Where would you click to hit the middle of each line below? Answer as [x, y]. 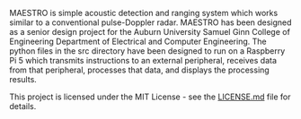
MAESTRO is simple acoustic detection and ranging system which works [144, 13]
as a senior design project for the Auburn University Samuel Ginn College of [150, 32]
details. [23, 106]
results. [23, 79]
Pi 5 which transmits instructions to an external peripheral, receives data [143, 60]
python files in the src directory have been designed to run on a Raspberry [147, 51]
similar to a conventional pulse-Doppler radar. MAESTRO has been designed [150, 22]
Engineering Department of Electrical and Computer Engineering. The [138, 41]
